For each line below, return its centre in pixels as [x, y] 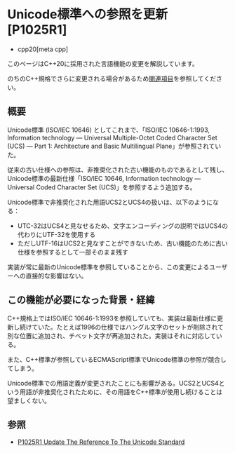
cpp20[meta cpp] [43, 49]
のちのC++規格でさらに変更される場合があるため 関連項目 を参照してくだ [112, 79]
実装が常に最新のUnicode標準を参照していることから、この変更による [108, 266]
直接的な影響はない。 [56, 276]
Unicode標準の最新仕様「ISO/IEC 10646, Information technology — [104, 178]
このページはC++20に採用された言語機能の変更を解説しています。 [103, 63]
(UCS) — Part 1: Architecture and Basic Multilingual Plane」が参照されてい [114, 146]
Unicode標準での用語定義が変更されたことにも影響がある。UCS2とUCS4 [113, 383]
